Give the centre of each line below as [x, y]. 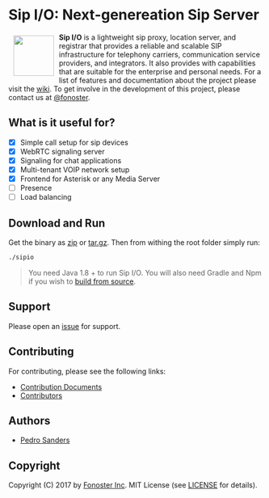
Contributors [41, 395]
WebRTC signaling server [62, 151]
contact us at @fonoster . [49, 97]
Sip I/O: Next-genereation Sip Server [134, 15]
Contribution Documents [61, 386]
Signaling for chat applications [71, 160]
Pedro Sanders [45, 440]
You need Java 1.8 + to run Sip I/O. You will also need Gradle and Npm [145, 272]
